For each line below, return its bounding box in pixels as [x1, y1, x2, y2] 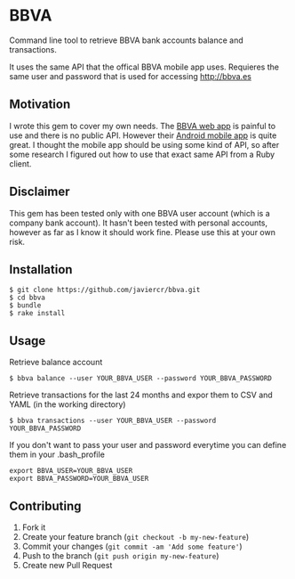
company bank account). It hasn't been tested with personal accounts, [9, 217, 268, 228]
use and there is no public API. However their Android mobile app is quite [9, 130, 277, 141]
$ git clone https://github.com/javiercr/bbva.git [9, 286, 201, 295]
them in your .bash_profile [9, 449, 105, 460]
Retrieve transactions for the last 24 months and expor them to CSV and [9, 389, 273, 401]
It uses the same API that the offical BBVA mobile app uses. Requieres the [9, 61, 280, 72]
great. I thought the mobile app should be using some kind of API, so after [9, 139, 280, 150]
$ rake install [9, 309, 66, 318]
